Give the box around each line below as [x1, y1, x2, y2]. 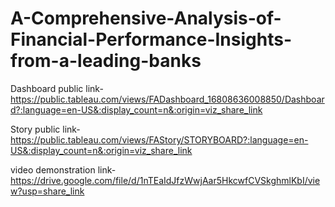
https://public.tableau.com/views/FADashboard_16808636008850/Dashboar [10, 93, 325, 105]
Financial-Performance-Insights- [10, 28, 293, 51]
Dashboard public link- [10, 82, 104, 94]
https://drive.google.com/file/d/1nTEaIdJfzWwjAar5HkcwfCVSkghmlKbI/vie [10, 174, 321, 186]
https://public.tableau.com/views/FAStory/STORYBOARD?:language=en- [10, 133, 309, 146]
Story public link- [10, 123, 81, 135]
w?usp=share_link [10, 185, 85, 197]
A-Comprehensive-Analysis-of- [10, 7, 282, 30]
